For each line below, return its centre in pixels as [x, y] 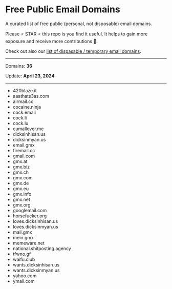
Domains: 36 [19, 66]
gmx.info [22, 194]
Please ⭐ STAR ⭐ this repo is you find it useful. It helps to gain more [77, 34]
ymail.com [24, 281]
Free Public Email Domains [63, 9]
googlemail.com [30, 210]
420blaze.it [25, 90]
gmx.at [20, 161]
